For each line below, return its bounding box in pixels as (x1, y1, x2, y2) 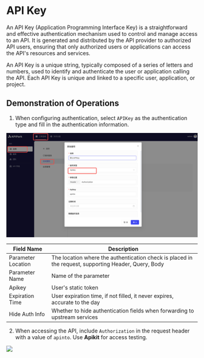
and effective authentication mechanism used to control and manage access (6, 30, 198, 37)
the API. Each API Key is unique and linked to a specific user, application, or (6, 74, 195, 81)
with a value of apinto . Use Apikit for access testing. (15, 333, 148, 340)
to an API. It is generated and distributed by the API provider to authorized (6, 36, 191, 44)
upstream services (51, 314, 98, 321)
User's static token (51, 283, 98, 291)
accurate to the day (51, 299, 100, 306)
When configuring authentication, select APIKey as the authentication (15, 114, 188, 121)
